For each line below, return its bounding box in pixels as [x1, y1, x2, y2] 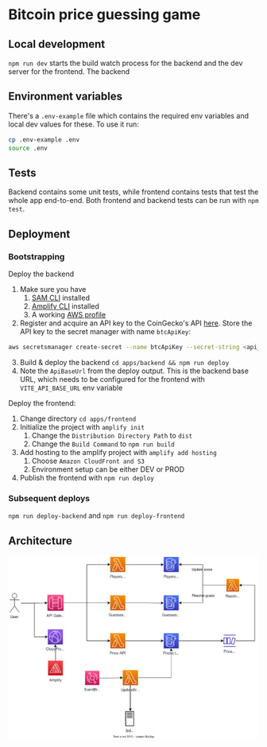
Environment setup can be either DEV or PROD [31, 464, 185, 474]
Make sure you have [19, 285, 87, 294]
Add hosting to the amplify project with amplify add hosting [19, 447, 217, 457]
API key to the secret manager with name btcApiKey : [19, 327, 191, 337]
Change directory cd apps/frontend [19, 414, 137, 423]
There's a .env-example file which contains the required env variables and [8, 111, 249, 120]
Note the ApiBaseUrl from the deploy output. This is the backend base [19, 366, 249, 375]
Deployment [8, 227, 71, 240]
